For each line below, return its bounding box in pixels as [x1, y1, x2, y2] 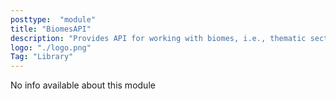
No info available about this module [10, 79, 156, 91]
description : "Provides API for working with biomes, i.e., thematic [10, 33, 307, 43]
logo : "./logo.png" [10, 42, 92, 53]
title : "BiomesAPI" [10, 24, 92, 34]
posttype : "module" [10, 14, 97, 25]
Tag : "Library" [10, 52, 74, 62]
